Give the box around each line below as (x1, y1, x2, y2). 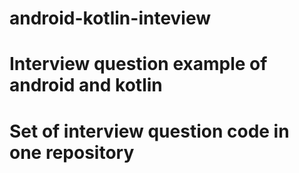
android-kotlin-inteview (9, 7, 212, 30)
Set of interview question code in (9, 120, 290, 142)
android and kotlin (9, 74, 163, 97)
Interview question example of (9, 53, 268, 76)
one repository (9, 141, 135, 164)
